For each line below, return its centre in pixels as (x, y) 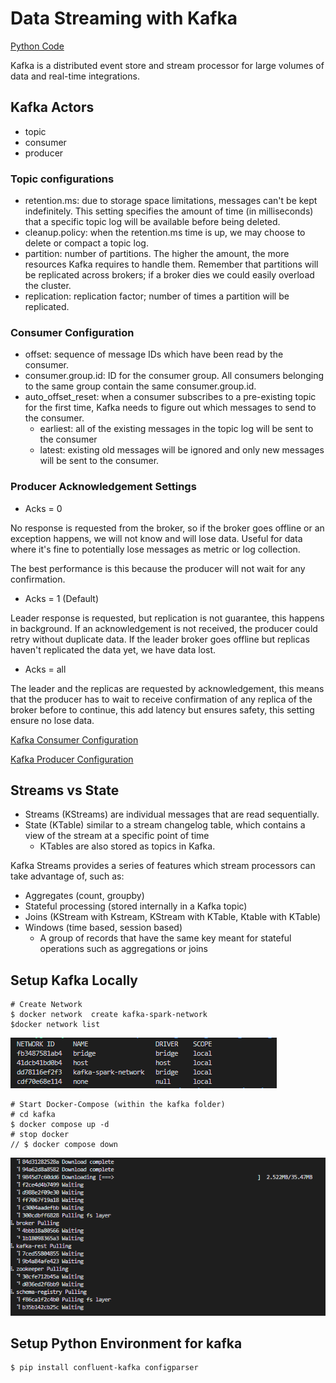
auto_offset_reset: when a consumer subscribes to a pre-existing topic (170, 397)
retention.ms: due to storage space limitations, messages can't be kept (171, 201)
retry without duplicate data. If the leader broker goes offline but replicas (160, 639)
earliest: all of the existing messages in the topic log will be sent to (176, 429)
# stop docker (40, 1135)
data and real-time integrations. (75, 76)
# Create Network (46, 1005)
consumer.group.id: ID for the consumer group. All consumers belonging (174, 376)
